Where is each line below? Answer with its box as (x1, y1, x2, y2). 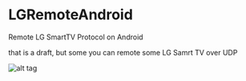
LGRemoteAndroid (8, 6, 134, 24)
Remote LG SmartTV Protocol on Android (8, 32, 143, 42)
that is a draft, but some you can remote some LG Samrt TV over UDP (8, 47, 238, 57)
